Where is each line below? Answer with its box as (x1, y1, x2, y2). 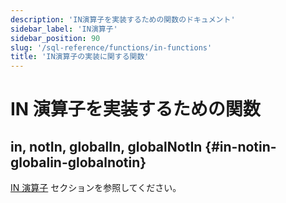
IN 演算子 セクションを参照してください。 (10, 182, 182, 194)
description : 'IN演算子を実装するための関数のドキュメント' (10, 14, 236, 25)
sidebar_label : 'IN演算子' (10, 24, 118, 34)
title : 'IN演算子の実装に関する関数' (10, 52, 150, 62)
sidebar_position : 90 (10, 33, 101, 43)
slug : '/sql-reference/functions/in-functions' (10, 42, 213, 53)
